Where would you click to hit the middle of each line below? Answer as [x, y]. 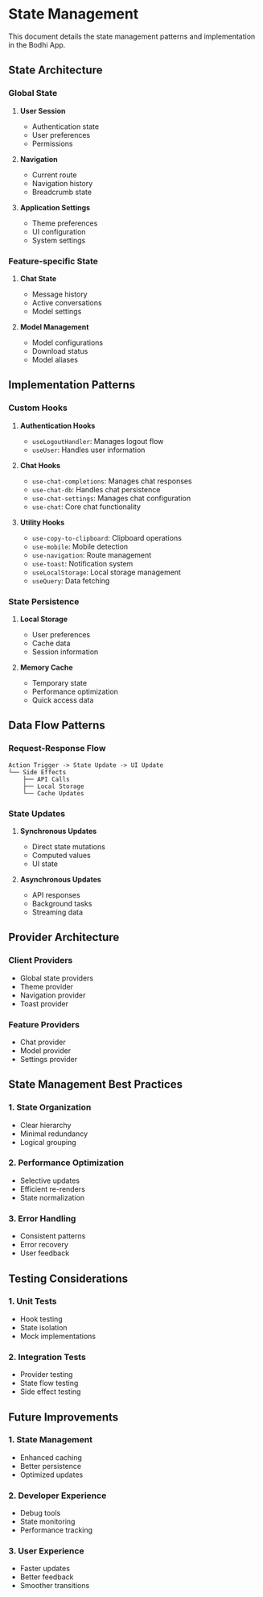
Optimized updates [51, 1475]
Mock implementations [58, 1336]
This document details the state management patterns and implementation [132, 36]
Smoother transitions [55, 1586]
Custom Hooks [38, 408]
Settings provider [49, 1059]
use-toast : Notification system [82, 563]
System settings [59, 240]
